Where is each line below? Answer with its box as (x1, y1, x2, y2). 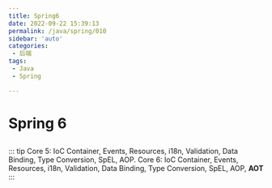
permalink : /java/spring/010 (8, 27, 107, 35)
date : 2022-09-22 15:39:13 (8, 19, 100, 28)
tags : (8, 58, 27, 66)
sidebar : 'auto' (8, 34, 63, 43)
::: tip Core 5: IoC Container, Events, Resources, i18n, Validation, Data (8, 147, 239, 156)
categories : (8, 42, 49, 50)
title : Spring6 (8, 11, 60, 20)
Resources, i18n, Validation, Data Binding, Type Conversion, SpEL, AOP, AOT (8, 164, 264, 173)
